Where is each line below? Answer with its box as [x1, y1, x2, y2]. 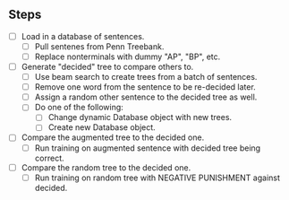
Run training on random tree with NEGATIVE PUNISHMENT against [34, 172, 281, 183]
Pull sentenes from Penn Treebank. [34, 40, 165, 52]
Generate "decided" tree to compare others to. [21, 62, 194, 72]
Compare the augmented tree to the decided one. [21, 132, 205, 143]
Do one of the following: [34, 102, 124, 113]
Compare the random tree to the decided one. [21, 161, 191, 173]
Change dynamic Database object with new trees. [47, 112, 233, 123]
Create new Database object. [47, 122, 156, 133]
